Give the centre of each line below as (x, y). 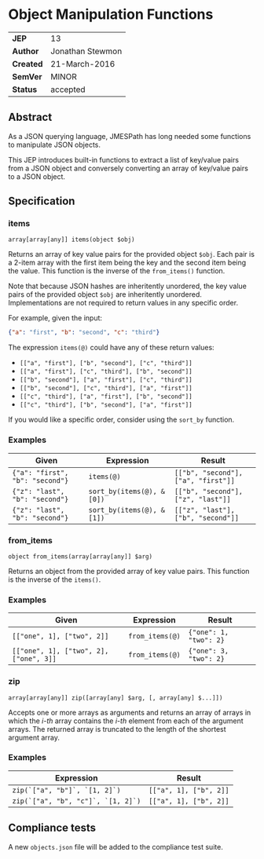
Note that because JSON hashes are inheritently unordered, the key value (128, 286)
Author (26, 51)
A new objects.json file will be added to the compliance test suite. (116, 846)
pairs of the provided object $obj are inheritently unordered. (105, 294)
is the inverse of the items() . (55, 579)
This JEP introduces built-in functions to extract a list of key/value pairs (124, 159)
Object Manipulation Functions (111, 15)
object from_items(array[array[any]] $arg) (81, 556)
